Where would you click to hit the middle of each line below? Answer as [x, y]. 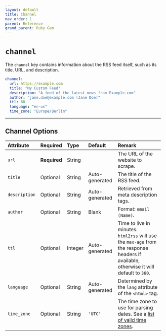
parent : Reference [24, 24]
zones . [125, 326]
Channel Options [32, 131]
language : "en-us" [29, 107]
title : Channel [21, 14]
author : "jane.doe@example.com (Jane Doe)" [55, 97]
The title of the [135, 174]
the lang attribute [138, 287]
